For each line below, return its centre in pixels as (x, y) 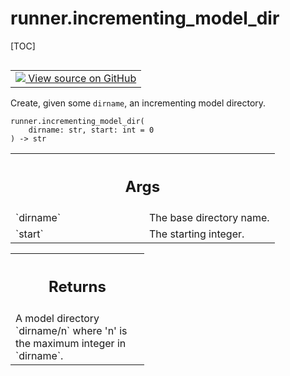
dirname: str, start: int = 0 (91, 130)
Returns (77, 287)
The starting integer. (197, 234)
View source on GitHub (82, 78)
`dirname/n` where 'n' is (71, 330)
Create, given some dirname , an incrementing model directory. (138, 103)
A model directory (57, 318)
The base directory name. (209, 218)
